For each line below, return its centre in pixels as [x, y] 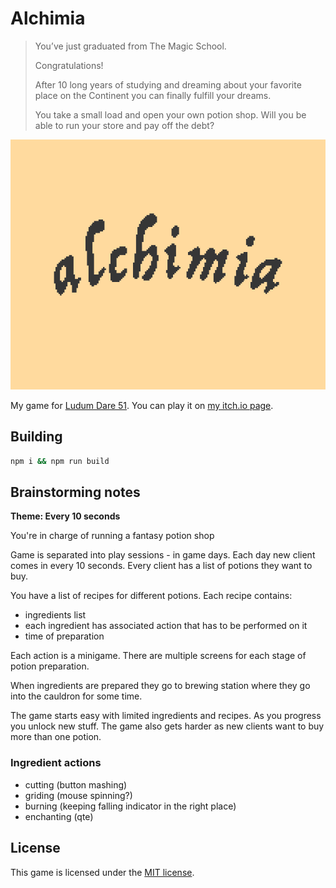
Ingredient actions [56, 763]
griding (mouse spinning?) [78, 795]
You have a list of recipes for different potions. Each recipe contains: [151, 596]
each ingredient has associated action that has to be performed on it [166, 626]
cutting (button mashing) [76, 784]
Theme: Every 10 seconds [65, 516]
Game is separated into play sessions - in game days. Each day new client [163, 555]
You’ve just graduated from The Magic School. [130, 46]
